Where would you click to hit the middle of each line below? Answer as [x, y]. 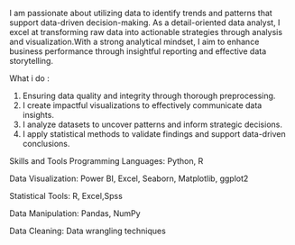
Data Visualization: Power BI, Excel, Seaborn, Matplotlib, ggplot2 [129, 178]
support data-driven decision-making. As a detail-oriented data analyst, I [145, 23]
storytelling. [32, 61]
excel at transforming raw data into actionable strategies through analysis [146, 32]
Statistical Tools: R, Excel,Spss [66, 196]
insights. [38, 115]
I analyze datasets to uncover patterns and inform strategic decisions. [152, 124]
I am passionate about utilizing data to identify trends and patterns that [141, 13]
